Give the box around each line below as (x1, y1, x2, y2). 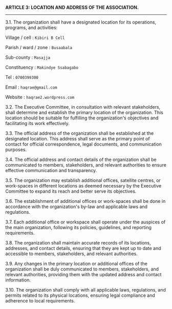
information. (5, 277, 31, 283)
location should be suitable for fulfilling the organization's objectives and (5, 115, 159, 121)
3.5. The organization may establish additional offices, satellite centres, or (5, 177, 161, 183)
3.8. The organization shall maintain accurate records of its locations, (5, 240, 151, 245)
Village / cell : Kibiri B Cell (5, 34, 65, 40)
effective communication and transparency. (5, 168, 97, 173)
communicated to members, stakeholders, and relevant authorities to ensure (5, 162, 166, 168)
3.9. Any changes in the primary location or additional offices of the (5, 261, 147, 266)
